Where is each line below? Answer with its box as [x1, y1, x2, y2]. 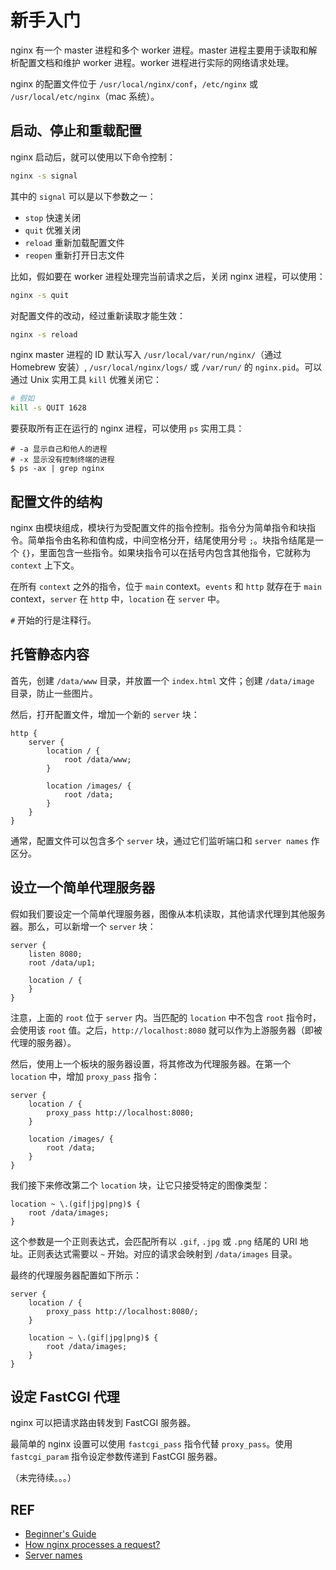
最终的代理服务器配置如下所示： [10, 1269, 142, 1281]
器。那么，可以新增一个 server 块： [10, 920, 157, 932]
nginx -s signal [10, 171, 78, 181]
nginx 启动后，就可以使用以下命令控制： [10, 151, 177, 163]
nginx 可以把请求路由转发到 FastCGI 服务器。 [10, 1417, 197, 1429]
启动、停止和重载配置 [10, 122, 142, 140]
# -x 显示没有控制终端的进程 [10, 455, 115, 465]
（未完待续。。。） [10, 1472, 77, 1484]
